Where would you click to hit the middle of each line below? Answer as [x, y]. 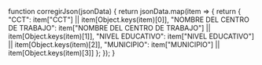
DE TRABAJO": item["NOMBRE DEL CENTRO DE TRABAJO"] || [109, 28]
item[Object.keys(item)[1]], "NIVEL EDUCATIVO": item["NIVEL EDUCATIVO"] [131, 36]
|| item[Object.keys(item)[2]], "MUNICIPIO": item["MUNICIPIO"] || [114, 45]
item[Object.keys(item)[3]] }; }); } [62, 53]
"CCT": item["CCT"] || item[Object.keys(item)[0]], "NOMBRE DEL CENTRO [129, 20]
